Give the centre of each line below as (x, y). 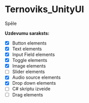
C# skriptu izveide (31, 89)
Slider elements (28, 72)
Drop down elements (34, 83)
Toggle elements (30, 60)
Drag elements (27, 94)
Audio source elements (36, 78)
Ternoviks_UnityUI (44, 9)
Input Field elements (34, 55)
